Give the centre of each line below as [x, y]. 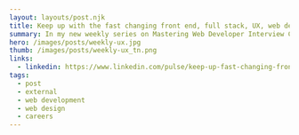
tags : [19, 75]
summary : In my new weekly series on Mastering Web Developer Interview [147, 34]
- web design [41, 108]
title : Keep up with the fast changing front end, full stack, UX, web [145, 26]
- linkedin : [40, 67]
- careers [35, 116]
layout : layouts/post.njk [57, 17]
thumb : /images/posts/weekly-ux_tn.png [83, 51]
